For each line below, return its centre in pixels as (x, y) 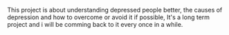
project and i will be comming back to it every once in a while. (95, 24)
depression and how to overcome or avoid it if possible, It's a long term (108, 17)
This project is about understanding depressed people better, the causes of (115, 10)
